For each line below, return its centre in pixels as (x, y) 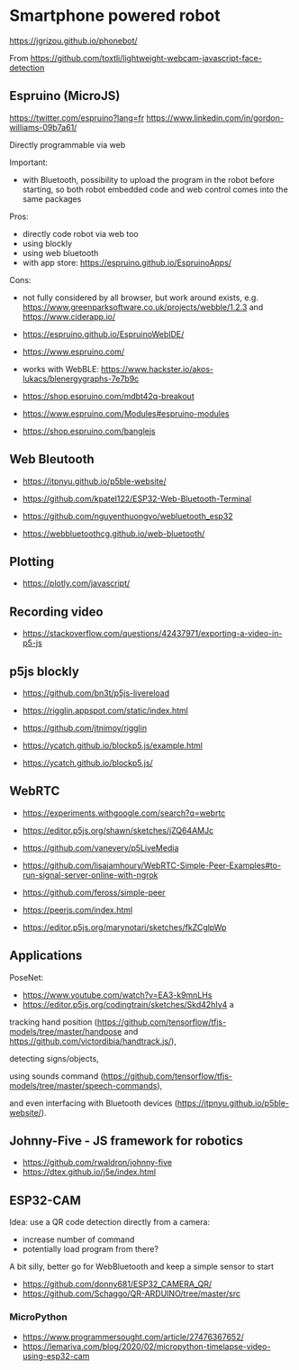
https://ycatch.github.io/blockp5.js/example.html (112, 745)
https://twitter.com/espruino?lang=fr (77, 117)
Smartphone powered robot (115, 16)
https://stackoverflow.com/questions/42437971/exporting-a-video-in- (152, 634)
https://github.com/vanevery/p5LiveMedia (100, 847)
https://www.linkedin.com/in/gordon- (215, 117)
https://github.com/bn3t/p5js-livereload (96, 693)
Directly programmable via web (68, 144)
